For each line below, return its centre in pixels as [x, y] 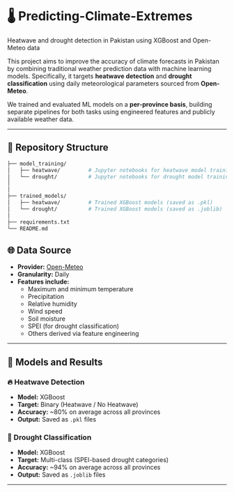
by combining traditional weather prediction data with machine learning [109, 68]
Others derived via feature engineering [83, 334]
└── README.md [28, 229]
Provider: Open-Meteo [50, 267]
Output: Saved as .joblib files [61, 475]
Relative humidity [53, 304]
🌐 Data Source [39, 250]
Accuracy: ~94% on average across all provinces [89, 468]
